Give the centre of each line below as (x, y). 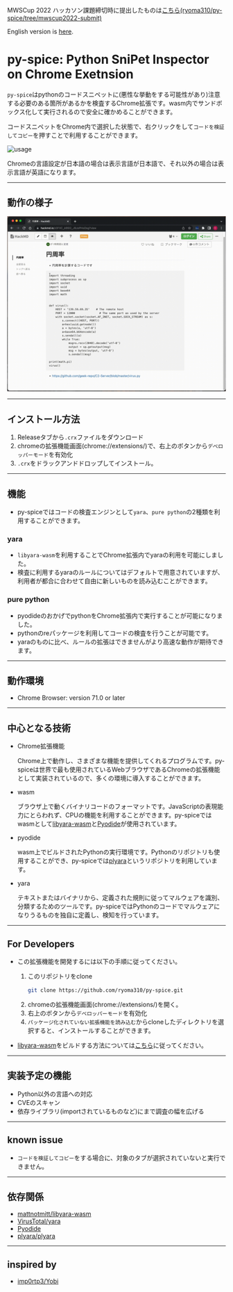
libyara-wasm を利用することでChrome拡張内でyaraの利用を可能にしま (117, 555)
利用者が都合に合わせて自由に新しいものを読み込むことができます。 (114, 581)
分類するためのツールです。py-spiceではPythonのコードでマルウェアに (119, 906)
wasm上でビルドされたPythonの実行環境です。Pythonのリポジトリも (115, 852)
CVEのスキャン (39, 1102)
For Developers (41, 944)
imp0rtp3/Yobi (38, 1282)
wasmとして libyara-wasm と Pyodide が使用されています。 (99, 824)
